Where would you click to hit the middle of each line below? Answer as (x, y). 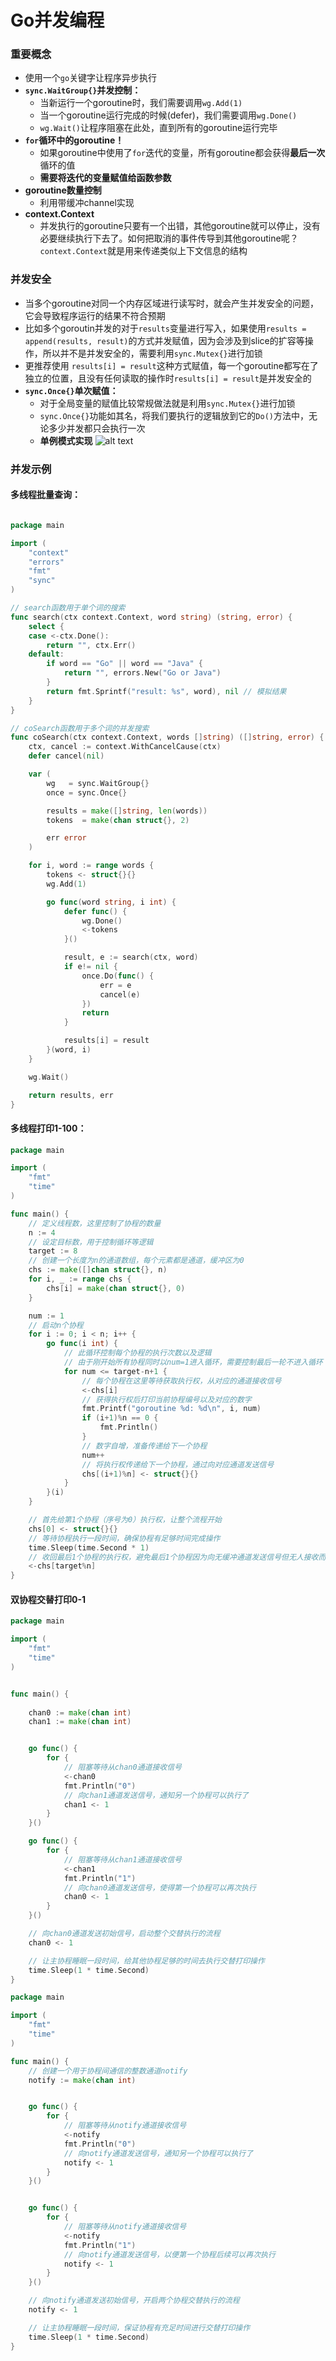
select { (46, 626)
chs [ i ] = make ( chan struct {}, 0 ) (116, 1288)
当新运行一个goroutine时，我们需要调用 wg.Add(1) (141, 103)
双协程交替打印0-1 (48, 1599)
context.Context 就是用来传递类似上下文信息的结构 (143, 251)
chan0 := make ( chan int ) (80, 1712)
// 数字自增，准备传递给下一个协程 (144, 1446)
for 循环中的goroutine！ (74, 140)
